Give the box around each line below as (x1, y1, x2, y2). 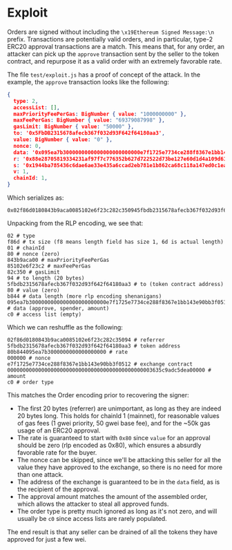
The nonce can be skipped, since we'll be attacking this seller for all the (17, 456, 222, 464)
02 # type (7, 233, 36, 240)
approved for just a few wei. (7, 535, 87, 544)
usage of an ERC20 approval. (17, 426, 101, 435)
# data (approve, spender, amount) (7, 305, 110, 312)
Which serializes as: (7, 193, 64, 202)
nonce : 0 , (13, 142, 41, 149)
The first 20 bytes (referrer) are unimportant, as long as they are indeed (17, 404, 222, 413)
